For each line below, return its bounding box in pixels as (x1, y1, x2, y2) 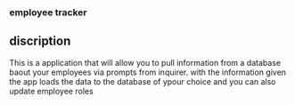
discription (9, 34, 71, 49)
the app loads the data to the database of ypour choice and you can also (9, 76, 276, 86)
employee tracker (9, 6, 87, 19)
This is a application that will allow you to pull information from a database (9, 57, 282, 68)
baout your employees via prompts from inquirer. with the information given (9, 67, 287, 77)
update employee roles (9, 85, 94, 96)
